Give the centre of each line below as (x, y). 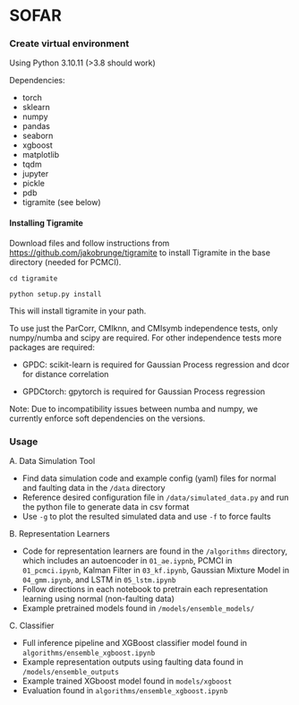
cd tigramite (34, 279)
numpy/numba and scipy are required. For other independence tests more (145, 338)
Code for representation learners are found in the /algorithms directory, (155, 551)
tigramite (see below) (61, 202)
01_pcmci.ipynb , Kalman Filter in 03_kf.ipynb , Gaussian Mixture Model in (155, 570)
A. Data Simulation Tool (52, 460)
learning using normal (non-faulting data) (98, 598)
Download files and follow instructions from (90, 243)
